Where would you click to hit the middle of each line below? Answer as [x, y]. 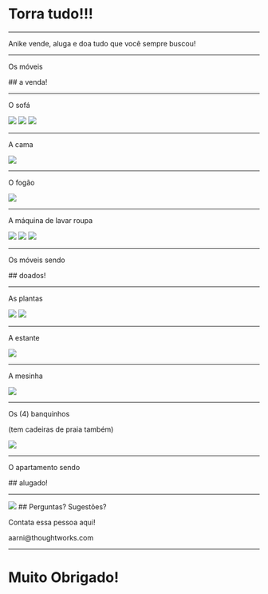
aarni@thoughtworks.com [51, 537]
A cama [21, 144]
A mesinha [26, 376]
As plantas [26, 298]
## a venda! [28, 82]
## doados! [27, 275]
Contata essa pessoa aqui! [52, 522]
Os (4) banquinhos [39, 413]
